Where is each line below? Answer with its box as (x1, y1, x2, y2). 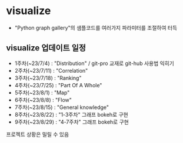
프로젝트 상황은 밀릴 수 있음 (6, 131, 69, 138)
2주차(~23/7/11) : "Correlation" (14, 67, 88, 74)
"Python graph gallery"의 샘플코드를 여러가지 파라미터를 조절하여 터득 (14, 24, 178, 31)
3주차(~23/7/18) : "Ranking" (14, 74, 82, 81)
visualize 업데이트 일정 (6, 43, 86, 53)
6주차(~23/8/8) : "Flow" (14, 96, 72, 103)
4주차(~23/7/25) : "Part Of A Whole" (14, 81, 102, 88)
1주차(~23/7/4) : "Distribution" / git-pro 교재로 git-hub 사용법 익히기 (14, 60, 175, 67)
